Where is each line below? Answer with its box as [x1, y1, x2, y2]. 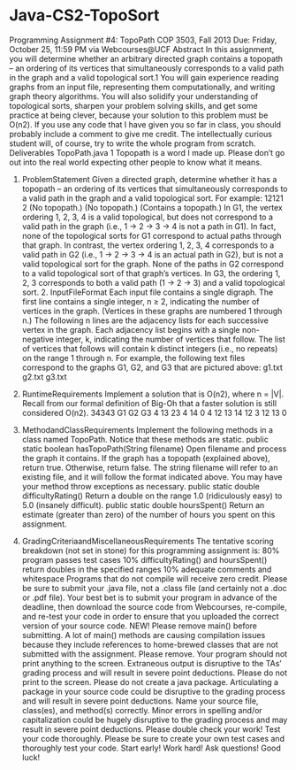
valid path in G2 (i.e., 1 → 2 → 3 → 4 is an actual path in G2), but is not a [21, 249, 284, 259]
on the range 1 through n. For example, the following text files [21, 352, 246, 363]
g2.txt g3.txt [21, 371, 67, 381]
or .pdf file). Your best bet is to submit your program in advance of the [21, 592, 277, 603]
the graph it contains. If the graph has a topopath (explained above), [21, 452, 271, 463]
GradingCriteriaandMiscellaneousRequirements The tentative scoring [21, 535, 274, 546]
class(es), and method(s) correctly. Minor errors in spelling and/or [21, 705, 262, 715]
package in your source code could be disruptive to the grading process [21, 686, 285, 697]
